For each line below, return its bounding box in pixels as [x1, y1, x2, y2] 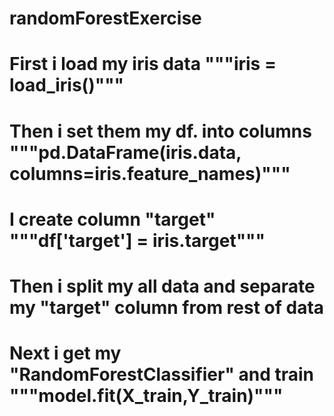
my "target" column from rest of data [9, 296, 325, 319]
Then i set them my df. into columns [9, 120, 312, 142]
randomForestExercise [9, 7, 202, 30]
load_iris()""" [9, 74, 125, 97]
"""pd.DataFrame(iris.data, [9, 141, 242, 164]
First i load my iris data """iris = [9, 53, 277, 76]
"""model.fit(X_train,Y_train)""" [9, 385, 284, 407]
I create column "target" [9, 208, 216, 231]
